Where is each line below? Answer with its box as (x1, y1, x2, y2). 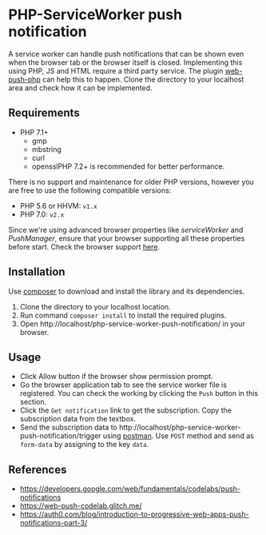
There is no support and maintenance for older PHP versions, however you (8, 177, 254, 186)
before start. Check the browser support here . (8, 242, 161, 251)
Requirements (8, 106, 80, 120)
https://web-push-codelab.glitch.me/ (19, 501, 142, 511)
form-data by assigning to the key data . (19, 440, 149, 449)
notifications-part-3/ (19, 518, 88, 528)
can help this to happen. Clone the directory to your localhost (42, 74, 244, 84)
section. (19, 397, 47, 407)
